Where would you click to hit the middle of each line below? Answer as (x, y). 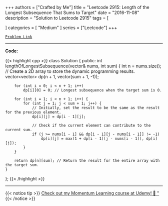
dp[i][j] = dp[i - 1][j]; (59, 117)
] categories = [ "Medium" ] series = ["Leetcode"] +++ (61, 28)
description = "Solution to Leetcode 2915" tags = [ (57, 18)
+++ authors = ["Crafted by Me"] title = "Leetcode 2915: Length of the (77, 7)
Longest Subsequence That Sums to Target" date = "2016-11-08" (72, 13)
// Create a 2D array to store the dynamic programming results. (70, 71)
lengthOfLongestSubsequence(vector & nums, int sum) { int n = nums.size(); (83, 66)
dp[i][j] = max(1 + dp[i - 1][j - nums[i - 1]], (92, 139)
